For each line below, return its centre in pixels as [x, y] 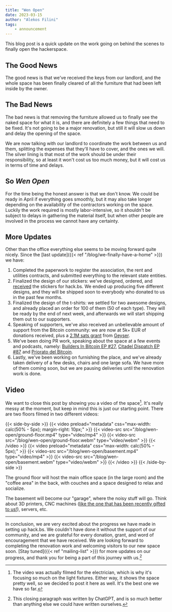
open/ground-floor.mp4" [31, 435]
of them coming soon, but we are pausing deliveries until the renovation [89, 368]
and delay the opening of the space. [44, 133]
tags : [11, 24]
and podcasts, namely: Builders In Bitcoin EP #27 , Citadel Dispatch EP [86, 346]
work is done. [27, 374]
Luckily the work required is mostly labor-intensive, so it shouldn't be [78, 210]
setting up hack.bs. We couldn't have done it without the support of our [81, 529]
